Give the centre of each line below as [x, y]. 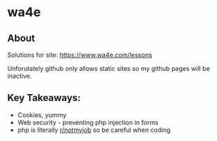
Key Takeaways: [44, 98]
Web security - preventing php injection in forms [88, 122]
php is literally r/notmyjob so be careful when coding [94, 130]
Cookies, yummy [42, 115]
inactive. [20, 76]
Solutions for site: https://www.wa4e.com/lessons [80, 55]
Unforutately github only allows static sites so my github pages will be [108, 68]
